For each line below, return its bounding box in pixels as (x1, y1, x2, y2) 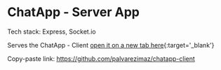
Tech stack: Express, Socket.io (7, 27, 96, 36)
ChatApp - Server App (7, 4, 140, 20)
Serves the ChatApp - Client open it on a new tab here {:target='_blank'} (7, 41, 215, 49)
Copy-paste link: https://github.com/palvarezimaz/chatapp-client (7, 54, 195, 63)
